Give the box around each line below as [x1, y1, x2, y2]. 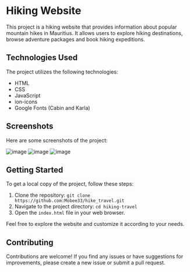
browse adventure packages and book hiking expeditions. [6, 36, 145, 43]
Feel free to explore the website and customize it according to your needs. [6, 221, 185, 228]
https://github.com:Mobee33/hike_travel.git [14, 198, 125, 204]
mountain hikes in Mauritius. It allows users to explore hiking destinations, [6, 29, 183, 36]
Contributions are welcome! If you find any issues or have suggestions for [6, 253, 184, 260]
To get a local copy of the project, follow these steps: [6, 180, 134, 187]
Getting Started [6, 165, 64, 175]
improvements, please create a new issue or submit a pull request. [6, 259, 166, 266]
